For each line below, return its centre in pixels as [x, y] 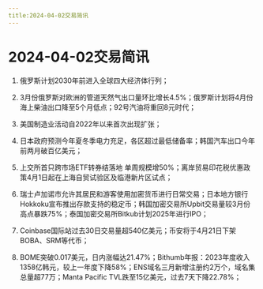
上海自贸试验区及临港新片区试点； [117, 177]
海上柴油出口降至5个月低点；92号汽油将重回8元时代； [107, 107]
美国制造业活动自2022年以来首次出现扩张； [90, 124]
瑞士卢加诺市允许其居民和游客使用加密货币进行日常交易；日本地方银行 [134, 193]
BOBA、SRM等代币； [54, 240]
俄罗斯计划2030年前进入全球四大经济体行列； [94, 81]
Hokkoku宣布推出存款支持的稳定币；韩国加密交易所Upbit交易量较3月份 [135, 204]
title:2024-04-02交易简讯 [49, 15]
